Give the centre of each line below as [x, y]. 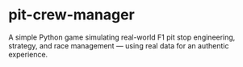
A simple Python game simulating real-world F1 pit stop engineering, [122, 37]
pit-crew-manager [71, 15]
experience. [28, 54]
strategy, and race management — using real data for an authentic [119, 45]
